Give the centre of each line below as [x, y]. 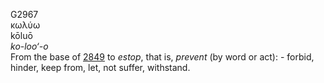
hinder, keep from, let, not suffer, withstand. [100, 67]
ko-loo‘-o [29, 46]
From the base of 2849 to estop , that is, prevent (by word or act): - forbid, [162, 57]
